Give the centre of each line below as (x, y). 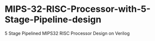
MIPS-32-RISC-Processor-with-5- (78, 9)
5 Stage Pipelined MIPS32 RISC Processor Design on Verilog (67, 33)
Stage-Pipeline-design (53, 20)
